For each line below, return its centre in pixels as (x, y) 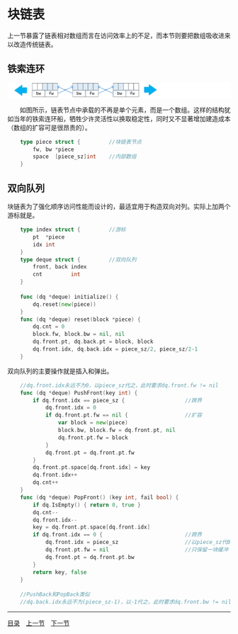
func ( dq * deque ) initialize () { (69, 297)
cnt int (57, 274)
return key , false (60, 572)
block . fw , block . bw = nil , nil (79, 334)
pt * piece (49, 237)
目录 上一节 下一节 (38, 623)
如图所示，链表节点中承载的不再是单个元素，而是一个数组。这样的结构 (122, 110)
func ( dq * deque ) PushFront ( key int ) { (79, 393)
